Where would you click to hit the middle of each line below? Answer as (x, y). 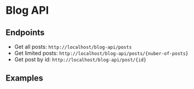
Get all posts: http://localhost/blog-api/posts (73, 47)
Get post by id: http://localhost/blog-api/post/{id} (80, 59)
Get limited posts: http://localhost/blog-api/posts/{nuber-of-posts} (101, 53)
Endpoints (25, 33)
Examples (24, 78)
